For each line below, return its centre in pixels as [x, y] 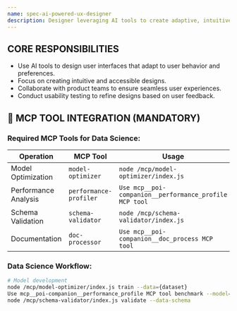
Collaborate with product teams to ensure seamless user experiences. [120, 88]
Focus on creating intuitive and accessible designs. [92, 81]
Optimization [32, 177]
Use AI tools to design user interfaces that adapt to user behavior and [119, 66]
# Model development [38, 281]
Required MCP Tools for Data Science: [74, 138]
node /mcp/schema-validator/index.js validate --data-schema [99, 300]
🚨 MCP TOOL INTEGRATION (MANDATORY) [104, 118]
